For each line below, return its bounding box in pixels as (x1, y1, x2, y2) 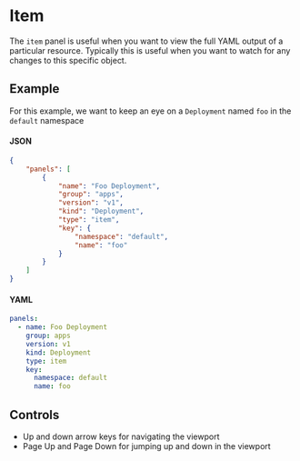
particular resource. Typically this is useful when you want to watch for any (9, 45, 291, 55)
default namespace (9, 115, 85, 125)
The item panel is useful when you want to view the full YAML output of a (9, 35, 284, 46)
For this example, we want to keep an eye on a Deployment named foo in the (9, 105, 292, 116)
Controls (9, 406, 60, 423)
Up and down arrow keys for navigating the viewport (22, 431, 220, 442)
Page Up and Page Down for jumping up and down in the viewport (22, 440, 271, 451)
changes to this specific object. (9, 55, 127, 65)
